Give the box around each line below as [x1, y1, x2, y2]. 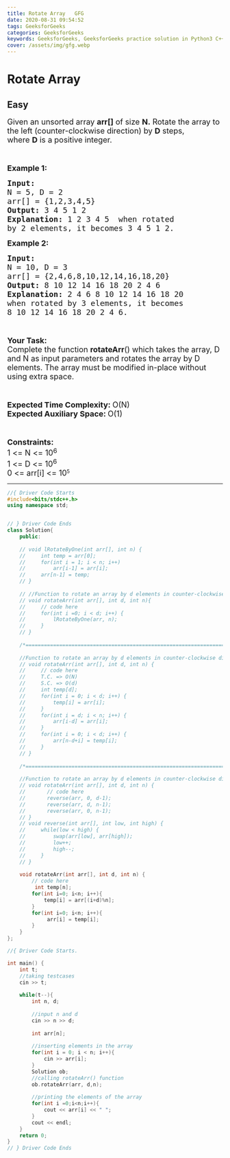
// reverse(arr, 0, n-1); [19, 807, 112, 814]
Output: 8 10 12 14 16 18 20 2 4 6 [7, 281, 161, 290]
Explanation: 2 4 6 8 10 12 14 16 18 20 [7, 289, 183, 299]
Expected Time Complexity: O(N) [7, 400, 130, 410]
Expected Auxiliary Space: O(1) [7, 409, 123, 418]
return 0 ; [19, 1132, 48, 1139]
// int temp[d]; [19, 687, 78, 694]
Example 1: [7, 163, 48, 173]
